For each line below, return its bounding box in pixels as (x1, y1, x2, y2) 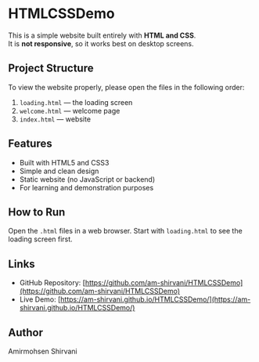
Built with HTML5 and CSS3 (19, 157, 110, 167)
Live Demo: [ (19, 295, 61, 304)
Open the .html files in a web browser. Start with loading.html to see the (8, 226, 243, 236)
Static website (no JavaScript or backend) (19, 174, 155, 184)
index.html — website (19, 114, 92, 124)
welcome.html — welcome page (19, 106, 121, 115)
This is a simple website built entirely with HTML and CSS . (8, 31, 196, 40)
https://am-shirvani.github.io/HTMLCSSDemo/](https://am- (59, 295, 251, 304)
